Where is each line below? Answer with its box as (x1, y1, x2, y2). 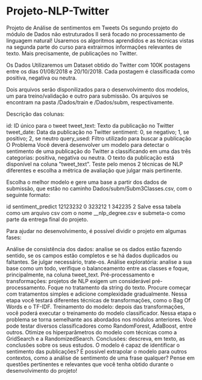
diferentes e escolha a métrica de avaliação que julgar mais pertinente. (6, 167, 183, 174)
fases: (6, 234, 22, 241)
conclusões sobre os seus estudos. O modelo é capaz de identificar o (6, 341, 180, 349)
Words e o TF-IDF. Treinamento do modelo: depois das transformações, (6, 303, 185, 310)
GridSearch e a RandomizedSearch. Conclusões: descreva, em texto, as (6, 335, 185, 342)
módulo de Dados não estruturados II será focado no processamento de (6, 30, 186, 37)
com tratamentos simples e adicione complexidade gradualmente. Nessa (6, 290, 188, 297)
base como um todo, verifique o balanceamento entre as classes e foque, (6, 264, 189, 272)
